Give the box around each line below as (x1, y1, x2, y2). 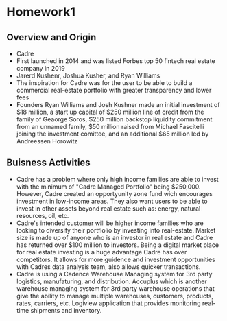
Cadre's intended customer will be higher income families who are (16, 219, 204, 227)
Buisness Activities (6, 157, 91, 169)
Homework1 (6, 4, 76, 20)
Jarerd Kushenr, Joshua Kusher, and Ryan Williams (16, 71, 160, 80)
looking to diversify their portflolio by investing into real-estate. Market (16, 226, 216, 234)
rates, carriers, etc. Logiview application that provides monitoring (16, 299, 201, 307)
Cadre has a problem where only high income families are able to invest (16, 175, 219, 183)
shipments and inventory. (30, 306, 102, 314)
